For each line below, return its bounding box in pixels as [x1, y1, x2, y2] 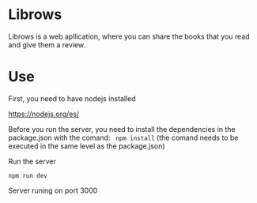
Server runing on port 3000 [8, 186, 98, 195]
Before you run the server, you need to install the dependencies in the [8, 124, 236, 133]
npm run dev [8, 171, 47, 179]
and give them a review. [8, 39, 85, 49]
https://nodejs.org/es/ [8, 109, 80, 118]
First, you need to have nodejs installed [8, 93, 136, 103]
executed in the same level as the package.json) [8, 141, 165, 151]
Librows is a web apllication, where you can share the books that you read [8, 32, 251, 41]
